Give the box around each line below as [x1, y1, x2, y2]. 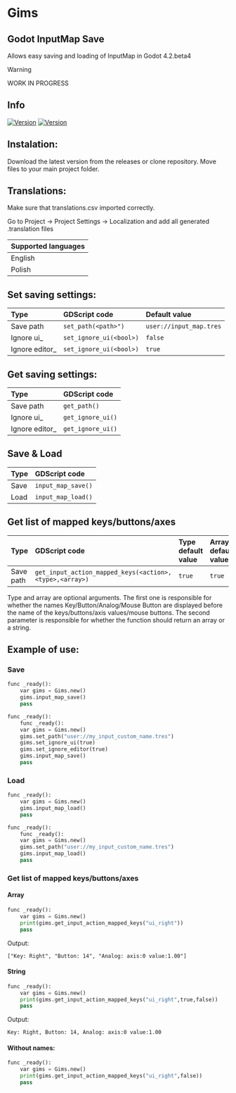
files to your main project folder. [7, 164, 100, 173]
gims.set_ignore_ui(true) [20, 739, 96, 747]
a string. [7, 623, 32, 632]
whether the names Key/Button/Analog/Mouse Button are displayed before [7, 601, 223, 609]
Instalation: [7, 139, 58, 151]
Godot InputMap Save [7, 33, 105, 45]
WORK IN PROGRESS [7, 79, 69, 87]
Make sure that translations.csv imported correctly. [7, 204, 155, 212]
